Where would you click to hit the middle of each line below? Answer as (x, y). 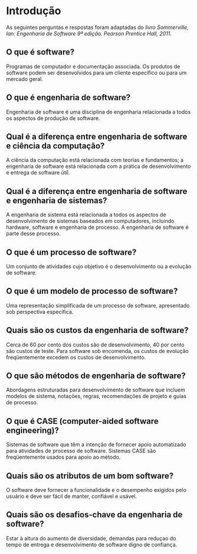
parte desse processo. (33, 234)
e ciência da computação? (55, 146)
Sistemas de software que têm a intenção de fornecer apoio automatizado (96, 445)
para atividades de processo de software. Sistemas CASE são (81, 451)
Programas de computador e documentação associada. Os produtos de (93, 66)
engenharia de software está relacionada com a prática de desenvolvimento (98, 166)
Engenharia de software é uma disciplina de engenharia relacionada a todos (98, 112)
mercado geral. (24, 79)
